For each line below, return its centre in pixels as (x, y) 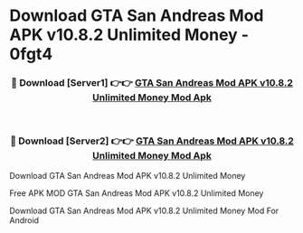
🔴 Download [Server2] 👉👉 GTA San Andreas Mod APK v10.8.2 (152, 141)
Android (24, 220)
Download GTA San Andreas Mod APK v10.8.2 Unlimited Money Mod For (144, 210)
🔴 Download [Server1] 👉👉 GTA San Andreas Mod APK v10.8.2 (152, 83)
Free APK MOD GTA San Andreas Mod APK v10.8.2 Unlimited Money (137, 193)
